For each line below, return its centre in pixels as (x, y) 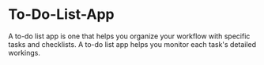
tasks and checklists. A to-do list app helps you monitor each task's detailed (132, 44)
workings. (25, 52)
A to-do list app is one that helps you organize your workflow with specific (129, 36)
